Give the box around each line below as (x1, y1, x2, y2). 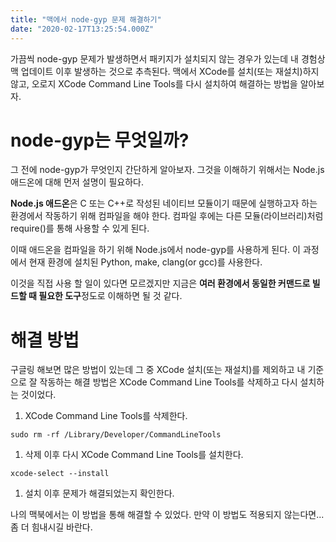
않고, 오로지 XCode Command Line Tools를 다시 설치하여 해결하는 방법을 (10, 77, 298, 90)
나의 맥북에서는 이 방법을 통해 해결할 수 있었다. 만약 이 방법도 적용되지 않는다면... (10, 509, 325, 521)
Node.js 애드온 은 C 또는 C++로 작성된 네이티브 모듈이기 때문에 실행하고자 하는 (10, 197, 318, 210)
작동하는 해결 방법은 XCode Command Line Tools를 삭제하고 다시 (39, 376, 298, 388)
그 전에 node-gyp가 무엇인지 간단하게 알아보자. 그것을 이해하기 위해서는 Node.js (10, 164, 325, 176)
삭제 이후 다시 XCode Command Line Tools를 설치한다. (24, 449, 244, 461)
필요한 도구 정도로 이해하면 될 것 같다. (38, 290, 183, 302)
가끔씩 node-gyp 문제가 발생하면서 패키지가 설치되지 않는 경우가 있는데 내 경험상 (10, 52, 326, 65)
